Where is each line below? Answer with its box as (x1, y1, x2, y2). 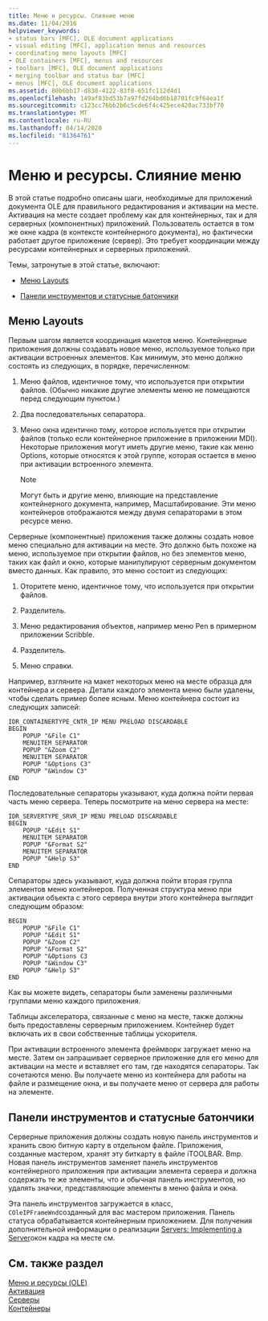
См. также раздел (8, 1257, 104, 1270)
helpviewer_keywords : (8, 27, 81, 35)
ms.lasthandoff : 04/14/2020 (8, 124, 103, 132)
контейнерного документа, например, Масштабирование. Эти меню (19, 499, 257, 509)
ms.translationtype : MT (8, 109, 88, 118)
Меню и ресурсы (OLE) (8, 1278, 88, 1287)
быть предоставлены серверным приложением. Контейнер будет (8, 1020, 235, 1030)
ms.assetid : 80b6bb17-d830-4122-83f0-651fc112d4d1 (8, 86, 181, 95)
